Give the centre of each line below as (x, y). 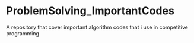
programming (23, 33)
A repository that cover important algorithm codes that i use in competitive (97, 27)
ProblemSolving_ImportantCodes (90, 11)
